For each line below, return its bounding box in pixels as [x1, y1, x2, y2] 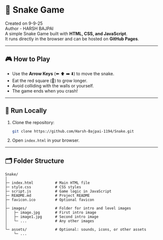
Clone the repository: [12, 119, 55, 125]
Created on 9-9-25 [5, 20, 43, 26]
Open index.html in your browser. [12, 138, 80, 144]
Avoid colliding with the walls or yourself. [12, 82, 94, 89]
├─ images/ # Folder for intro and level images [5, 206, 131, 211]
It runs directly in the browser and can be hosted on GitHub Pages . [5, 36, 139, 42]
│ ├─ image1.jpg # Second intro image [5, 214, 98, 220]
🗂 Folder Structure [5, 157, 65, 165]
